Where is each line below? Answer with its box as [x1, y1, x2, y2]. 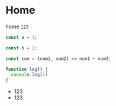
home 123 [5, 23, 29, 30]
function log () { [5, 66, 48, 72]
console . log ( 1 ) [11, 72, 48, 78]
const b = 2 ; [5, 45, 38, 51]
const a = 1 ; [5, 34, 38, 40]
